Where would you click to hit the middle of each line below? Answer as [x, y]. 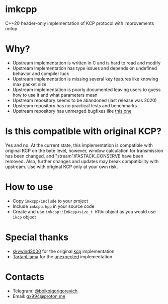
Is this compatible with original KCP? [83, 131]
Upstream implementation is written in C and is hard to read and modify [87, 63]
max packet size [29, 84]
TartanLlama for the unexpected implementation [62, 256]
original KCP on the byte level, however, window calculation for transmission [84, 150]
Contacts [25, 277]
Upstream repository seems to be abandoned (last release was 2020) [85, 100]
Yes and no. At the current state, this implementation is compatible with [79, 145]
